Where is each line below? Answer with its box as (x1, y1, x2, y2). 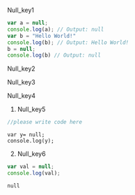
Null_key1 (7, 6, 35, 14)
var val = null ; (7, 164, 54, 171)
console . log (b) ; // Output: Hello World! (7, 38, 129, 46)
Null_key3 (7, 78, 36, 87)
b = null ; (7, 45, 36, 52)
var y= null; (7, 131, 45, 138)
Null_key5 (17, 105, 46, 114)
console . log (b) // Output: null (7, 52, 101, 59)
